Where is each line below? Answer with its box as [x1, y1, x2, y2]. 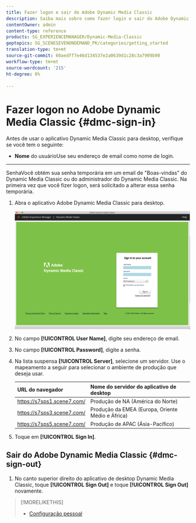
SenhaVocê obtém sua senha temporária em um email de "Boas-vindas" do [6, 170, 188, 177]
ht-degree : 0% [6, 71, 41, 77]
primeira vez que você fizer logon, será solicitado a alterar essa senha [6, 182, 175, 189]
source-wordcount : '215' [6, 65, 66, 71]
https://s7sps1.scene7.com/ [17, 398, 86, 405]
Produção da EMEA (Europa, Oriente [90, 406, 178, 413]
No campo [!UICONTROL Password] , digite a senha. [14, 346, 141, 353]
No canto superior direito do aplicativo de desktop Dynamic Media [14, 474, 174, 482]
